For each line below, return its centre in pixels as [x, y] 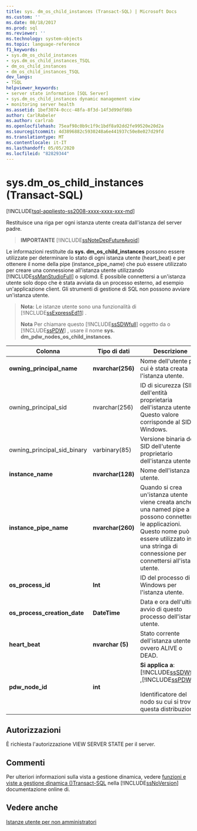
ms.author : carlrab [30, 121]
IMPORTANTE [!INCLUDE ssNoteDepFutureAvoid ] [80, 240]
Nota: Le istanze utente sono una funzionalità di [78, 307]
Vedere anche [32, 808]
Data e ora [154, 602]
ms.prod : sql [22, 28]
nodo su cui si [159, 702]
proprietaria [156, 400]
